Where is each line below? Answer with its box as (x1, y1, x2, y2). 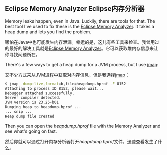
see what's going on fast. (5, 128, 57, 134)
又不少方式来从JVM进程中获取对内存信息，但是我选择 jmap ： (5, 72, 130, 77)
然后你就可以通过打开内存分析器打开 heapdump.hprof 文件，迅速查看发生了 (5, 138, 158, 144)
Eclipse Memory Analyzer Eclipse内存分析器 (5, 4, 145, 13)
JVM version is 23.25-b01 (5, 100, 59, 105)
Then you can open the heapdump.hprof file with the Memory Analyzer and (5, 123, 161, 129)
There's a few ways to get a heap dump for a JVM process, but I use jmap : (5, 61, 159, 67)
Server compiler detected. (5, 95, 61, 100)
